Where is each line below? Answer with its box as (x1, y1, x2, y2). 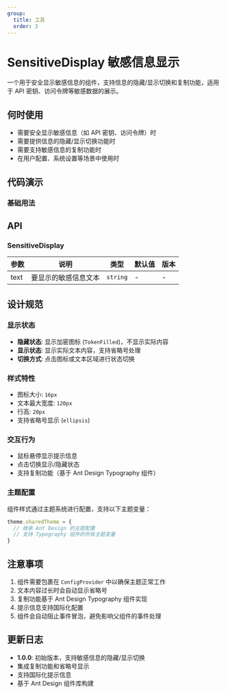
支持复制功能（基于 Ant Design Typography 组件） (16, 469, 160, 477)
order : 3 (13, 23, 38, 29)
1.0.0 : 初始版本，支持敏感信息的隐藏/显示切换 (16, 653, 145, 662)
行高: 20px (16, 407, 46, 416)
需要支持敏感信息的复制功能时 (16, 145, 101, 154)
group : (7, 10, 26, 17)
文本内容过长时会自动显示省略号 (16, 586, 108, 595)
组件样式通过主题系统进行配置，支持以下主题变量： (7, 505, 151, 513)
